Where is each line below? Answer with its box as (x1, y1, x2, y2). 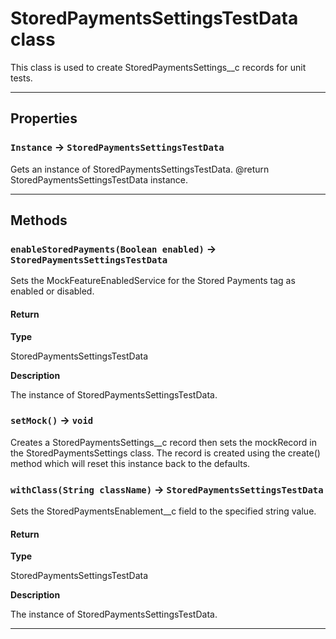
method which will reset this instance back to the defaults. (10, 457, 251, 469)
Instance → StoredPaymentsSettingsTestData (10, 140, 225, 154)
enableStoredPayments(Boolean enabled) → (10, 242, 217, 256)
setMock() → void (10, 413, 94, 427)
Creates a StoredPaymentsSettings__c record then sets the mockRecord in (10, 436, 317, 448)
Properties (10, 110, 78, 127)
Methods (10, 212, 68, 229)
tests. (10, 72, 33, 84)
